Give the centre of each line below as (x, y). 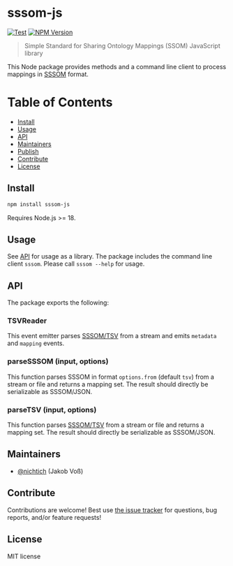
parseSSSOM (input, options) (58, 361)
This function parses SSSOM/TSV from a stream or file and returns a (106, 425)
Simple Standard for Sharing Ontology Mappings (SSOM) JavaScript (122, 45)
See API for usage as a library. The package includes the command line (110, 256)
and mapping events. (36, 343)
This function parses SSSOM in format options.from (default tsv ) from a (111, 377)
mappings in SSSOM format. (48, 74)
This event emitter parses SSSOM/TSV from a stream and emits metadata (112, 336)
